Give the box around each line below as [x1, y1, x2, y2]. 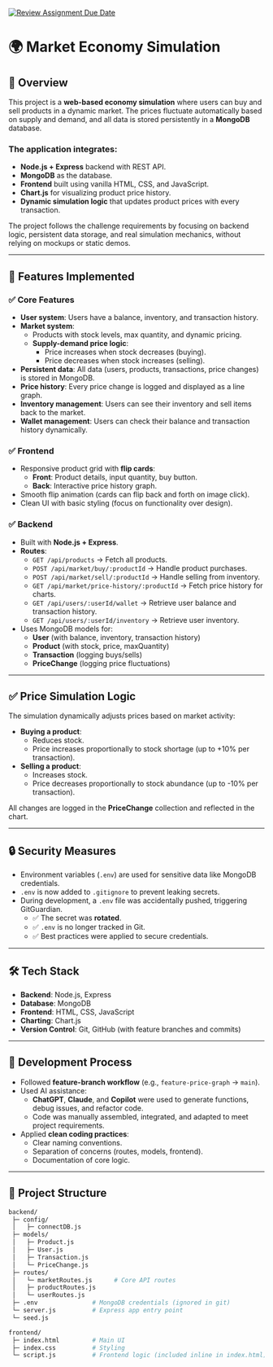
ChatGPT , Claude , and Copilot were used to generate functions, [32, 1094, 249, 1104]
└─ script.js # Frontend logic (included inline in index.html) [11, 1352, 267, 1360]
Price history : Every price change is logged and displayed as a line [19, 381, 245, 391]
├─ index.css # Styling [11, 1343, 126, 1352]
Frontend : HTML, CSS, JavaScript [19, 1007, 135, 1017]
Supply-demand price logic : [32, 338, 128, 348]
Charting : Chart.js [19, 1016, 81, 1026]
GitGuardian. [19, 905, 63, 914]
